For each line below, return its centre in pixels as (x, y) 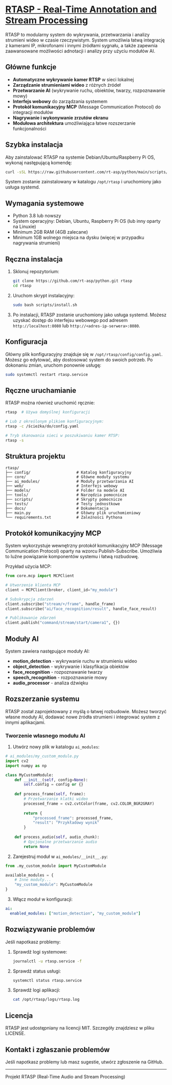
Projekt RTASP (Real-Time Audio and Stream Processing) (65, 1076)
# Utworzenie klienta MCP (33, 585)
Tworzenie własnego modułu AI (45, 735)
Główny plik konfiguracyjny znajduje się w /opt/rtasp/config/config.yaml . (84, 354)
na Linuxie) (24, 226)
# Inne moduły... (33, 880)
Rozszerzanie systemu (42, 699)
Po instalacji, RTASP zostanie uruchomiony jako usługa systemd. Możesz (90, 315)
